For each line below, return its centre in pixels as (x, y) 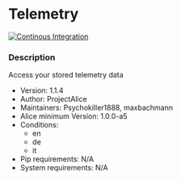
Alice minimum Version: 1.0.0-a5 (74, 116)
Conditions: (39, 125)
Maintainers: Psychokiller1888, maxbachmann (97, 108)
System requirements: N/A (64, 168)
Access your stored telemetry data (66, 75)
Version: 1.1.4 (42, 90)
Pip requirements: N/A (57, 159)
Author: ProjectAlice (53, 99)
